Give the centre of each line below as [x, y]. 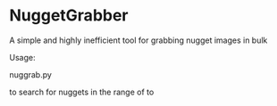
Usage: [22, 57]
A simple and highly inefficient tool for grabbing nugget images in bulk [138, 40]
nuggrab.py [30, 74]
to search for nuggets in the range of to [82, 92]
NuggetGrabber [69, 16]
